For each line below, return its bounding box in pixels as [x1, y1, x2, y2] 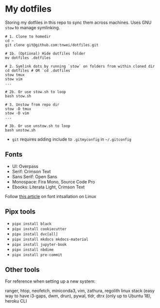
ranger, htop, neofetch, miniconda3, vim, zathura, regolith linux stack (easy [5, 288, 155, 294]
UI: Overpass [12, 163, 39, 169]
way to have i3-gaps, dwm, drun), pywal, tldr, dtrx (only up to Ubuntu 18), [5, 293, 152, 299]
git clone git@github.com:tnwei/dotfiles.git [5, 42, 98, 47]
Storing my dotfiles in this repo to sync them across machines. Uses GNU [5, 19, 152, 25]
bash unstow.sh [5, 127, 36, 132]
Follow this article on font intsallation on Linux [5, 193, 96, 199]
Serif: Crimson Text [12, 168, 51, 174]
